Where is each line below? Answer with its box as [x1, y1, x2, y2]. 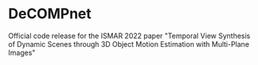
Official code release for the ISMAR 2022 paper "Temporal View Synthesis [8, 31, 251, 40]
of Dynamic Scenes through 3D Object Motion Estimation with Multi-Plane [8, 39, 249, 48]
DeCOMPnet [8, 5, 92, 23]
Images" [8, 48, 36, 57]
